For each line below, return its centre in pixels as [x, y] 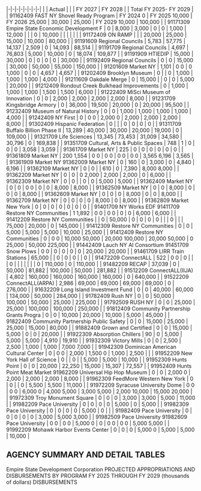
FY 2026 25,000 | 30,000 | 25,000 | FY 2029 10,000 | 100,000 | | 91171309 [98, 22]
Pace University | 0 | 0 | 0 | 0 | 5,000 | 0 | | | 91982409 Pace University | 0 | [99, 410]
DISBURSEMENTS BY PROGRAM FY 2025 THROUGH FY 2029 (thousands [98, 475]
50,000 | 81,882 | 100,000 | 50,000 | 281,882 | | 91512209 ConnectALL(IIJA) [100, 270]
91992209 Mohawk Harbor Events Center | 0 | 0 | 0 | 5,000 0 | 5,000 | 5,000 [100, 430]
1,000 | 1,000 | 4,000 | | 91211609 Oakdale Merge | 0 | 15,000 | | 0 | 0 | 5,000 [100, 79]
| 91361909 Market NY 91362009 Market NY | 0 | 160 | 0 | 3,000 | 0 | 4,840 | [100, 162]
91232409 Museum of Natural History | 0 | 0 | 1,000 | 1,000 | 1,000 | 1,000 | [99, 111]
